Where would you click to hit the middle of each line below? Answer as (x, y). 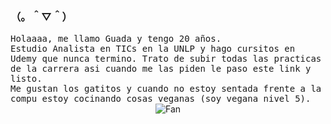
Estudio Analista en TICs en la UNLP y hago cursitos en (153, 49)
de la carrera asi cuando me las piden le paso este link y (161, 69)
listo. (26, 79)
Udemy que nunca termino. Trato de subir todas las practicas (166, 59)
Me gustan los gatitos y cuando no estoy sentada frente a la (166, 89)
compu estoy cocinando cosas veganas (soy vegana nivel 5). (161, 99)
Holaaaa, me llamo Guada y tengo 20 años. (116, 39)
